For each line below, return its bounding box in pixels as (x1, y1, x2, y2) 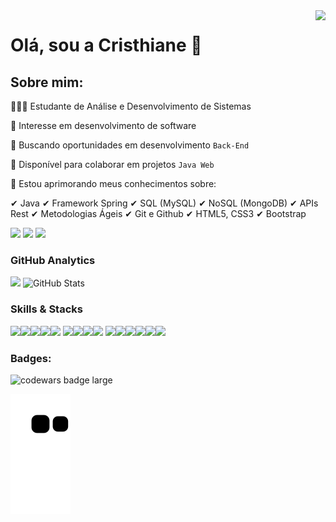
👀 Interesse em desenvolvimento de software (10, 120, 197, 131)
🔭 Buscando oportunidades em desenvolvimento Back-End (10, 139, 250, 151)
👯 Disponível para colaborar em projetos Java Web (10, 159, 215, 170)
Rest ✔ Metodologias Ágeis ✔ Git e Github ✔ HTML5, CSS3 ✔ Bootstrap (10, 208, 307, 219)
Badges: (10, 351, 52, 365)
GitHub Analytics (10, 253, 96, 267)
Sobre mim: (10, 74, 84, 91)
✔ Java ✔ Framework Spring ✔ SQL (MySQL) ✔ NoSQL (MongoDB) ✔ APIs (10, 197, 319, 209)
